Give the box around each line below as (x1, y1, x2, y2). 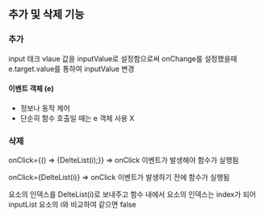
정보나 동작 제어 (19, 103, 70, 113)
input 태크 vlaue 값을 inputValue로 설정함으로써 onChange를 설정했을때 (8, 53, 237, 63)
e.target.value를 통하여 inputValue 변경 (8, 64, 135, 73)
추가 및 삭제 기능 (8, 7, 85, 22)
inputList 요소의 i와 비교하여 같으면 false (8, 200, 136, 210)
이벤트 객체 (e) (8, 84, 54, 94)
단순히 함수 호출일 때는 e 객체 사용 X (19, 113, 135, 123)
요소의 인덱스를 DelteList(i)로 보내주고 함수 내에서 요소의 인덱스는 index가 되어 (8, 190, 257, 199)
